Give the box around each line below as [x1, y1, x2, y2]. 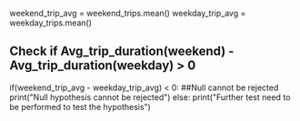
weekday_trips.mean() [9, 17, 93, 28]
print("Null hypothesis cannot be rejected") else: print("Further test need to [9, 91, 291, 103]
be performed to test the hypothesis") [9, 101, 152, 112]
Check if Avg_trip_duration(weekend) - [9, 44, 235, 59]
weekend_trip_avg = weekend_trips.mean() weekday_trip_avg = [9, 8, 246, 18]
